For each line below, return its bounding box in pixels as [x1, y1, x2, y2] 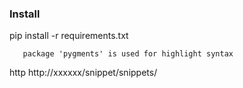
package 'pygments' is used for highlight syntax [22, 49, 234, 59]
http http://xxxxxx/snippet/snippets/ [9, 67, 158, 79]
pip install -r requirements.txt [9, 30, 129, 42]
